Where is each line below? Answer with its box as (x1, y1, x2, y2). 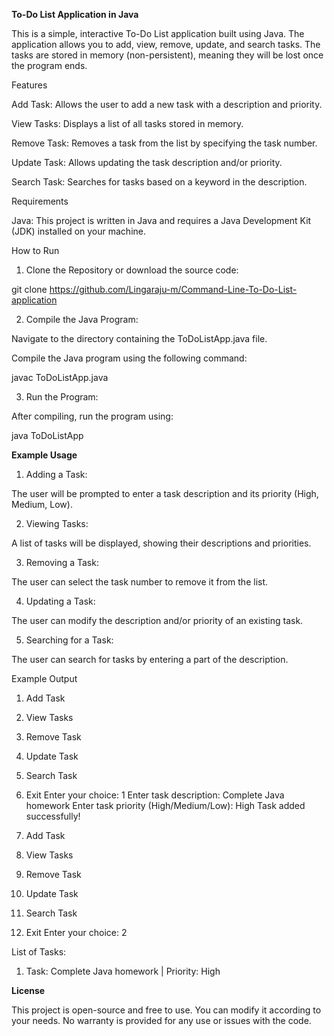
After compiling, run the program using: (11, 410, 174, 422)
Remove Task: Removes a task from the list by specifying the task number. (11, 137, 318, 149)
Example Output (11, 673, 78, 684)
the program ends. (11, 60, 88, 71)
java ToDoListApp (11, 430, 84, 441)
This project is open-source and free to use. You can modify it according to (11, 1004, 322, 1016)
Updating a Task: (25, 595, 96, 607)
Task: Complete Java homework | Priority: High (25, 965, 221, 977)
